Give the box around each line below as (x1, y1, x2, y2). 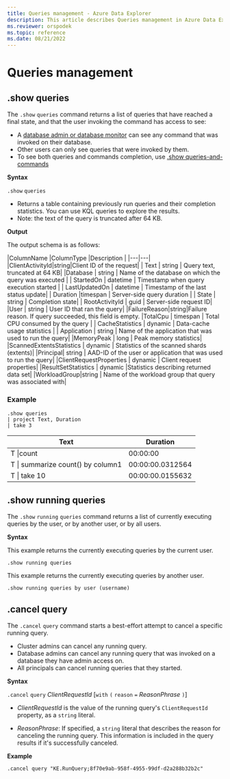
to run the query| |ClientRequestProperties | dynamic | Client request (7, 356, 201, 364)
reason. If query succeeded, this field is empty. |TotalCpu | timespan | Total (7, 312, 220, 320)
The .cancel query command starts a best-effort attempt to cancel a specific (7, 622, 223, 630)
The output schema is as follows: (7, 241, 101, 249)
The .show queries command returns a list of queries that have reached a (7, 110, 214, 118)
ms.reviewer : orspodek (7, 23, 72, 29)
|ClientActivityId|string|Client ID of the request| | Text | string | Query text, (7, 261, 216, 270)
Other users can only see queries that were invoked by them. (16, 145, 190, 154)
